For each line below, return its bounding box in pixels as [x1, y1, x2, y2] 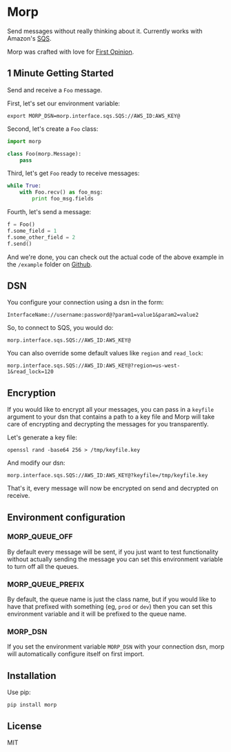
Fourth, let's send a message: [7, 208, 92, 216]
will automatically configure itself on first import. [7, 650, 145, 658]
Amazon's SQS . [7, 34, 52, 42]
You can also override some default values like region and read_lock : [7, 349, 203, 357]
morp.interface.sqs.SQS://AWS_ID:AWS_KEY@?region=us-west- [7, 362, 181, 369]
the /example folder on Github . [7, 260, 92, 269]
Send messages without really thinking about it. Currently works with [7, 27, 203, 35]
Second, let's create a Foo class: [7, 125, 99, 133]
